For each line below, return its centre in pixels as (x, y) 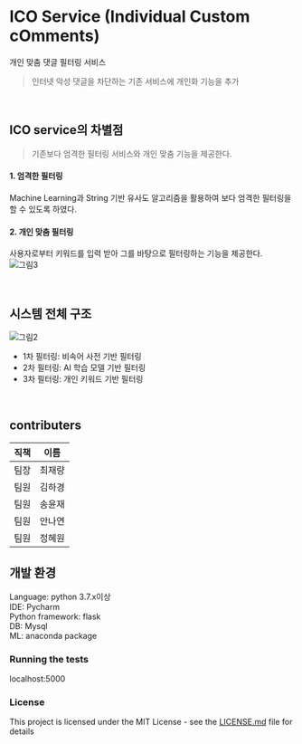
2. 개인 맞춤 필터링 (42, 232)
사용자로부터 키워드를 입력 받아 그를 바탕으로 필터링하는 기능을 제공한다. (136, 253)
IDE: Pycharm (35, 606)
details (22, 731)
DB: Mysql (28, 625)
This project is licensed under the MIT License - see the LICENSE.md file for (151, 722)
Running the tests (49, 659)
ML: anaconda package (53, 635)
